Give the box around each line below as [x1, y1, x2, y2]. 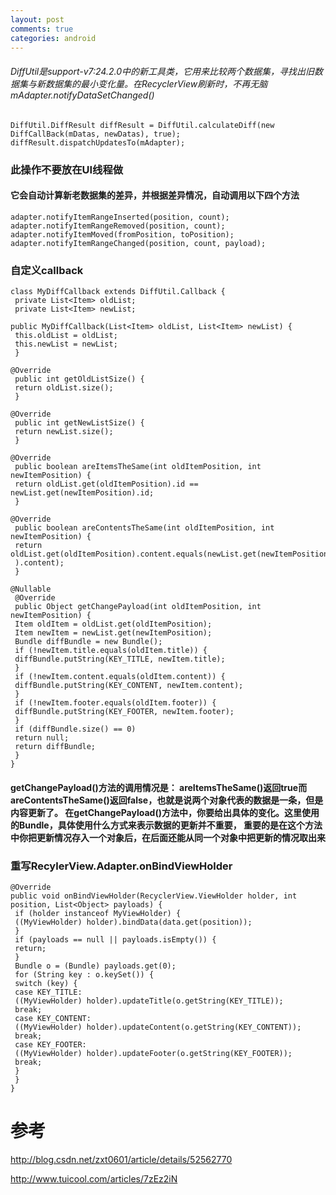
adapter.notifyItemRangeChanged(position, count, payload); [10, 238, 267, 248]
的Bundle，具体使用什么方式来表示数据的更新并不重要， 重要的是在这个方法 [10, 819, 323, 831]
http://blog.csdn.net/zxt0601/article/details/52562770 [10, 1153, 233, 1165]
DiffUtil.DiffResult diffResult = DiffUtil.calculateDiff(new [10, 120, 275, 130]
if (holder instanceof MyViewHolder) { [14, 908, 182, 918]
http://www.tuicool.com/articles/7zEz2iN [10, 1172, 178, 1185]
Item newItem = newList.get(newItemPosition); [14, 628, 213, 638]
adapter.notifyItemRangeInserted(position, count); [10, 212, 230, 222]
